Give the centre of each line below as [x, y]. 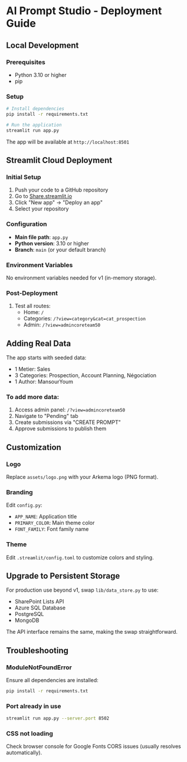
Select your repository [42, 209]
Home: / [34, 312]
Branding [20, 492]
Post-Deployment [32, 293]
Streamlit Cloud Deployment [59, 160]
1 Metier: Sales [32, 369]
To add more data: [33, 397]
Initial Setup [24, 177]
